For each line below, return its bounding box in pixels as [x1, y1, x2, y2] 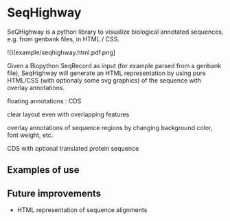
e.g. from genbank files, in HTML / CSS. [7, 34, 120, 43]
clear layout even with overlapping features [7, 110, 130, 118]
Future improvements [7, 187, 102, 199]
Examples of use [7, 164, 80, 176]
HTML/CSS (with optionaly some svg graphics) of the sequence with [7, 76, 201, 84]
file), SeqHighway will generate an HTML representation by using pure [7, 69, 206, 77]
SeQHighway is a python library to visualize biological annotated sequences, [7, 28, 224, 36]
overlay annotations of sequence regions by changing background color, [7, 123, 213, 131]
